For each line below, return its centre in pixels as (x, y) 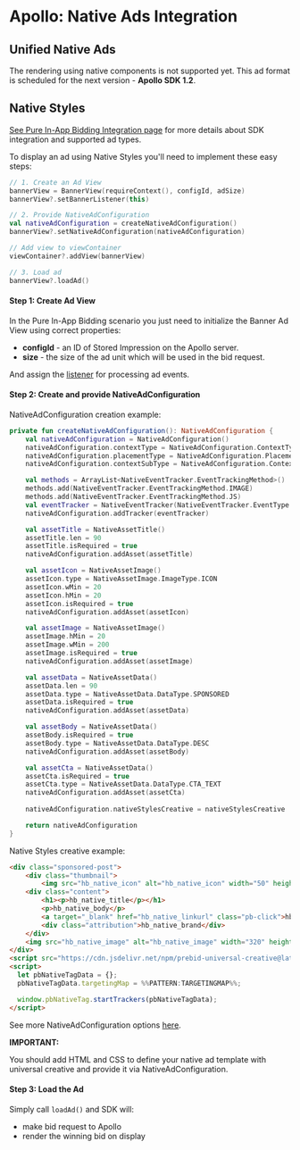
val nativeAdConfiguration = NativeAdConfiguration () (127, 439)
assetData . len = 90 (62, 686)
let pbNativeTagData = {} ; (67, 975)
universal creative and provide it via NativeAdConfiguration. (119, 1069)
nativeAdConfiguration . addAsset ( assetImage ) (109, 661)
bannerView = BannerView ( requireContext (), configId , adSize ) (127, 191)
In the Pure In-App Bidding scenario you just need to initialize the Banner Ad (149, 321)
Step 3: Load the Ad (47, 1089)
